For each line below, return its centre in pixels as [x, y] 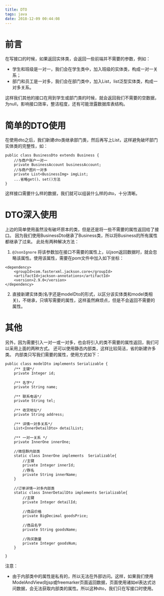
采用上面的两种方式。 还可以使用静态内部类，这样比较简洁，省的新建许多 [82, 349]
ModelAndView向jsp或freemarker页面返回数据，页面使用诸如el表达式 [82, 582]
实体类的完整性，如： [26, 146]
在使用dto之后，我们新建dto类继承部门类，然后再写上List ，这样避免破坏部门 [82, 140]
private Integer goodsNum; [50, 543]
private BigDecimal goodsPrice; [56, 516]
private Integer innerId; [49, 465]
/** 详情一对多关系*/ [33, 424]
